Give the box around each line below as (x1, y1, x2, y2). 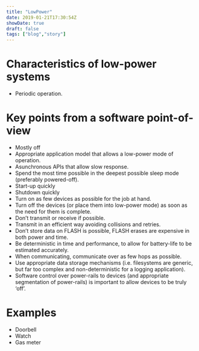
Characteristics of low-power (6, 57, 157, 71)
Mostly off (14, 144, 41, 151)
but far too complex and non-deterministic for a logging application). (14, 266, 186, 273)
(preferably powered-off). (14, 176, 80, 183)
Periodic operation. (14, 90, 63, 97)
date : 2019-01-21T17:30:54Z (6, 14, 77, 21)
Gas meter (14, 338, 41, 346)
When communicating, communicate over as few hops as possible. (14, 253, 182, 260)
